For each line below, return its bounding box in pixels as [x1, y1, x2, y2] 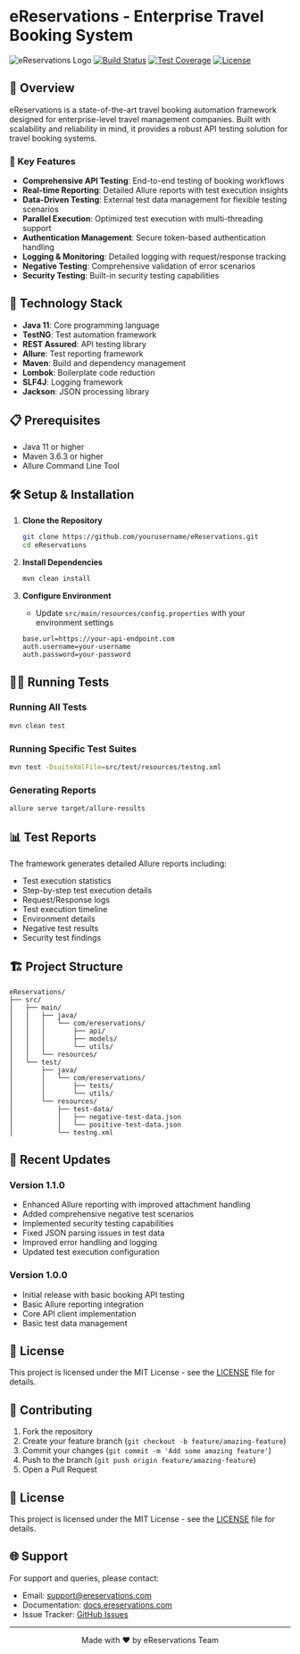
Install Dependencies [21, 557, 103, 568]
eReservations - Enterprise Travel [9, 6, 264, 27]
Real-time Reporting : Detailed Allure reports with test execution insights [21, 185, 288, 195]
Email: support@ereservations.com [21, 1590, 152, 1600]
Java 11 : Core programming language [21, 320, 160, 330]
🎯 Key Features [9, 154, 76, 167]
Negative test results [21, 922, 99, 934]
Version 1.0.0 [9, 1269, 68, 1282]
